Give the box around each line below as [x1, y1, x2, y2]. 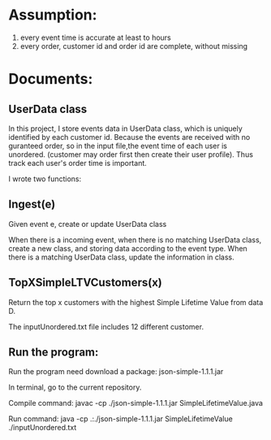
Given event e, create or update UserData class [8, 219, 167, 229]
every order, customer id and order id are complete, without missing [19, 41, 248, 50]
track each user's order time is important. [8, 158, 148, 168]
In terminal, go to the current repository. [8, 382, 142, 392]
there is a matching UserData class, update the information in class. [8, 252, 235, 262]
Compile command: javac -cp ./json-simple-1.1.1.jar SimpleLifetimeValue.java [8, 399, 264, 408]
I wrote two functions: [8, 173, 82, 184]
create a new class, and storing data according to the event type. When [8, 243, 247, 253]
